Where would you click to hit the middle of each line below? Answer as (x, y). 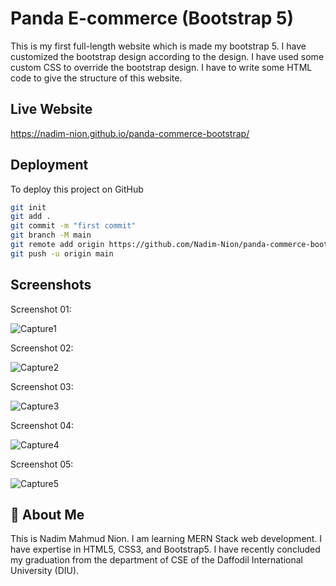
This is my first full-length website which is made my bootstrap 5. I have (158, 46)
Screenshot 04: (42, 425)
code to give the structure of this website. (96, 78)
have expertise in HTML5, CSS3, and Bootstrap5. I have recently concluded (165, 549)
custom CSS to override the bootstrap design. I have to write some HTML (161, 67)
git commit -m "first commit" (73, 226)
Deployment (49, 165)
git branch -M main (51, 235)
